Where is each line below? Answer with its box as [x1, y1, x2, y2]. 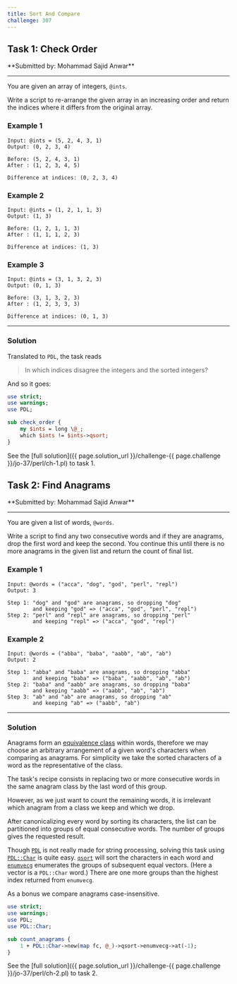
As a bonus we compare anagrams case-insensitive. [7, 889, 160, 898]
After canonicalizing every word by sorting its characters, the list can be [7, 817, 217, 826]
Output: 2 [7, 656, 37, 664]
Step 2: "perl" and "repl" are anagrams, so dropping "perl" [7, 612, 191, 619]
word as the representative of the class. [7, 761, 123, 770]
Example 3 [7, 259, 44, 269]
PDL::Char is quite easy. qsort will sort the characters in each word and [7, 853, 214, 862]
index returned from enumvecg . [7, 876, 95, 884]
